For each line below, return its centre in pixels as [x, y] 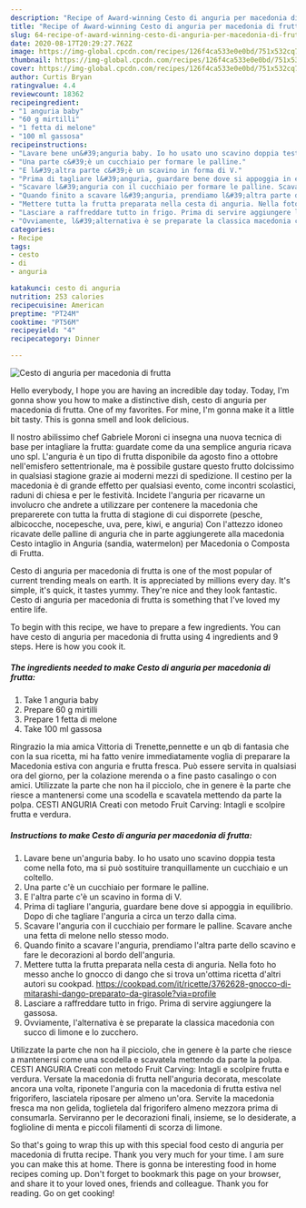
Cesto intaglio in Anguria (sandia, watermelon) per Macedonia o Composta [150, 543]
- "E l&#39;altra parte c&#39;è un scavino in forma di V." [127, 170]
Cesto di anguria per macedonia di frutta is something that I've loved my [145, 600]
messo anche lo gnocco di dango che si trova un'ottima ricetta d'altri [152, 974]
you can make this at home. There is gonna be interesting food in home [143, 1164]
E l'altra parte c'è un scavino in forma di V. [103, 897]
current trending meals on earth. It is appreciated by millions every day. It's [151, 580]
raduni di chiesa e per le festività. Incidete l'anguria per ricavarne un [138, 495]
